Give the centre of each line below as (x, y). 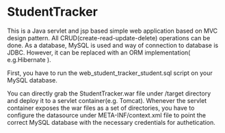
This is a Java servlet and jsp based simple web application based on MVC (112, 31)
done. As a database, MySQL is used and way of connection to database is (113, 45)
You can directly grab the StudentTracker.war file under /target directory (109, 93)
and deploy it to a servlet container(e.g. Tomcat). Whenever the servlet (107, 100)
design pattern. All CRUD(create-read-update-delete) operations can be (109, 38)
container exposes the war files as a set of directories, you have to (101, 108)
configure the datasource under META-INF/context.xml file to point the (107, 115)
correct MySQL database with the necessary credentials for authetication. (111, 122)
